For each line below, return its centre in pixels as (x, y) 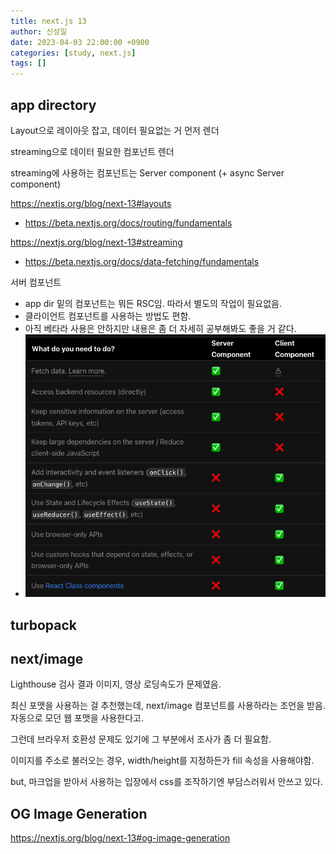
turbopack (43, 625)
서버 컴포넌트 (36, 282)
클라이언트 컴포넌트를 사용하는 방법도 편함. (108, 316)
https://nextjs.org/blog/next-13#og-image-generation (120, 838)
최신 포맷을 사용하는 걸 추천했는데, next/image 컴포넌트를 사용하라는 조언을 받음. (168, 706)
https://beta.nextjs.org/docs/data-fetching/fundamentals (142, 261)
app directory (53, 105)
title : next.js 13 (48, 21)
